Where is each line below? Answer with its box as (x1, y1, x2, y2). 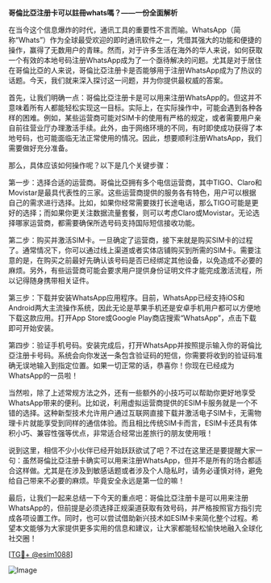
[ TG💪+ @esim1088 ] (8, 550, 73, 559)
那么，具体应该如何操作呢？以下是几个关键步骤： (8, 161, 171, 170)
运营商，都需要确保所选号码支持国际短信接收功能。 (29, 218, 199, 227)
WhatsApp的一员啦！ (8, 371, 79, 380)
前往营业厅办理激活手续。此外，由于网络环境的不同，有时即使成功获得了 (15, 123, 256, 133)
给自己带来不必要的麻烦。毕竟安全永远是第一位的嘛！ (8, 476, 186, 485)
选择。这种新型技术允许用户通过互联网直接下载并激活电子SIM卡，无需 (22, 408, 255, 417)
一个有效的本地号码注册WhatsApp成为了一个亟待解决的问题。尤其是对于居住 (8, 56, 262, 65)
